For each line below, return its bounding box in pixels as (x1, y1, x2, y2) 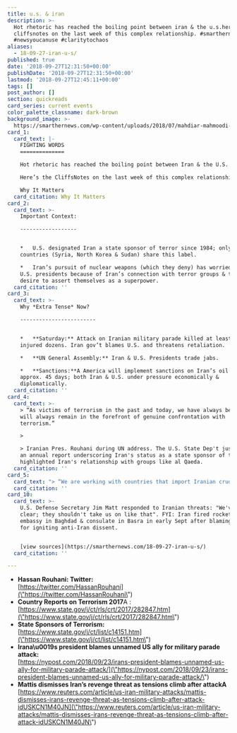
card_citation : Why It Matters (13, 193, 106, 200)
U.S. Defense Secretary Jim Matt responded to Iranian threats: (20, 505, 213, 512)
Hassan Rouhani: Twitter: (17, 575, 94, 584)
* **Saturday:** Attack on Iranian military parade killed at (20, 335, 213, 342)
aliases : (7, 43, 33, 50)
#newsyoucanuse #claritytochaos (13, 37, 109, 44)
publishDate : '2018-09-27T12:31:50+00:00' (7, 69, 134, 76)
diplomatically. (20, 380, 68, 387)
